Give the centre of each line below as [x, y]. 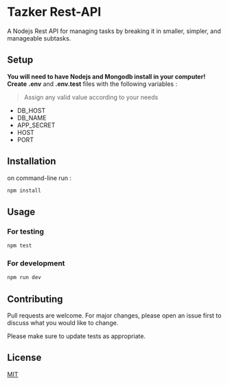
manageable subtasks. [39, 38]
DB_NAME [32, 118]
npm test [20, 246]
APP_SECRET [36, 125]
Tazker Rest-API [54, 12]
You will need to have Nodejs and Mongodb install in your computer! [106, 76]
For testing [26, 231]
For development [36, 263]
